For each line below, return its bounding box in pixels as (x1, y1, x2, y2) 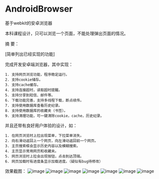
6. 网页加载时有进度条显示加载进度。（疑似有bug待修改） (5, 159, 103, 164)
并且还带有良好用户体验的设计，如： (5, 123, 78, 128)
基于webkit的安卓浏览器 (5, 20, 52, 26)
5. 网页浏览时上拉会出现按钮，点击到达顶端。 (5, 154, 84, 159)
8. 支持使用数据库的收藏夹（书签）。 (5, 108, 68, 113)
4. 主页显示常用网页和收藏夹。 (5, 148, 59, 154)
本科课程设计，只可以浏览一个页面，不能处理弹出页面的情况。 (5, 30, 128, 36)
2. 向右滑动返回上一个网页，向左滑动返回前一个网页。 (5, 138, 98, 143)
